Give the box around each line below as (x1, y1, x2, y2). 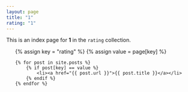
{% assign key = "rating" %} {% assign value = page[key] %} (14, 48, 167, 55)
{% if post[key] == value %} (26, 65, 99, 71)
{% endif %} (26, 76, 56, 82)
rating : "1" (6, 20, 36, 26)
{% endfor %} (14, 81, 48, 87)
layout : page (6, 8, 39, 15)
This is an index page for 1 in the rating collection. (6, 37, 131, 44)
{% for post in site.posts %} (14, 60, 91, 66)
